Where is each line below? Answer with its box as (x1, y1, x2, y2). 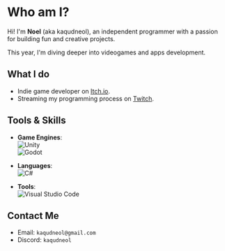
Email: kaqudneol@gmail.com (17, 228, 96, 237)
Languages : (17, 161, 53, 169)
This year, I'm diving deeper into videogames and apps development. (7, 48, 206, 56)
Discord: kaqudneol (17, 236, 72, 244)
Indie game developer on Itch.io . (17, 86, 110, 95)
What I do (7, 68, 50, 80)
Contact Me (7, 210, 59, 222)
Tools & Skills (7, 114, 66, 126)
